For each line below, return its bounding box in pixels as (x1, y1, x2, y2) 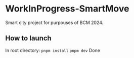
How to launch (5, 34, 52, 42)
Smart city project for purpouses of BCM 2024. (5, 19, 104, 25)
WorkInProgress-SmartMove (5, 3, 129, 14)
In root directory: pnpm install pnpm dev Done (5, 47, 100, 53)
